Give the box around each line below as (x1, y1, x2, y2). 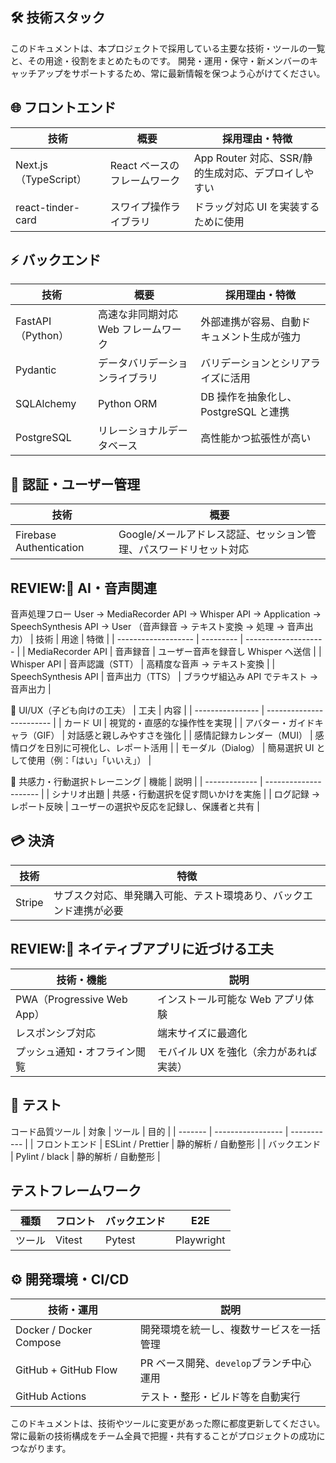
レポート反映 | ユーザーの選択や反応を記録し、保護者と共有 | (10, 801, 260, 813)
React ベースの (109, 158, 180, 172)
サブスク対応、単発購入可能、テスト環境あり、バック (53, 888, 304, 902)
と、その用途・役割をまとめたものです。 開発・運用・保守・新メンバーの (10, 54, 310, 67)
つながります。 (10, 1443, 72, 1455)
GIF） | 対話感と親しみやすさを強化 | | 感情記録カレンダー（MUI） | (36, 729, 313, 742)
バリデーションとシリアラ (200, 356, 321, 370)
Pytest (105, 1233, 136, 1247)
